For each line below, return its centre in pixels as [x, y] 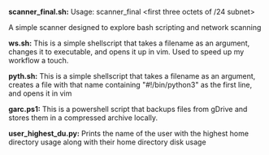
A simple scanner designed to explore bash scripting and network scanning [135, 27]
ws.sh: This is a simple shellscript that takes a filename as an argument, [129, 43]
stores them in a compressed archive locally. [83, 118]
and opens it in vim [40, 93]
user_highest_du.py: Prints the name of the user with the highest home [129, 133]
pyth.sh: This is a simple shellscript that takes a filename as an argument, [132, 76]
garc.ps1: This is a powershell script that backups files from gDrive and [128, 109]
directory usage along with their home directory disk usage [107, 142]
